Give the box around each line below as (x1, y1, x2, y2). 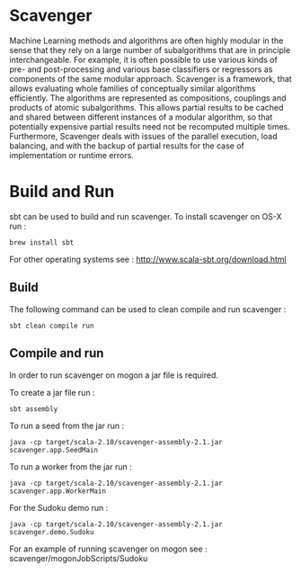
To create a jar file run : (9, 387, 96, 398)
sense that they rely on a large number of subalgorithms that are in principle (9, 44, 291, 55)
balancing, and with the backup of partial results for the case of (9, 140, 244, 151)
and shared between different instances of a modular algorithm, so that (9, 112, 273, 122)
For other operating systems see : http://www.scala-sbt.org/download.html (9, 254, 288, 264)
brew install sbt (9, 237, 75, 247)
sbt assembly (9, 404, 58, 414)
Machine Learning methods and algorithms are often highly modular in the (9, 35, 284, 46)
